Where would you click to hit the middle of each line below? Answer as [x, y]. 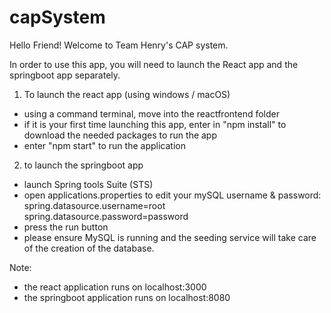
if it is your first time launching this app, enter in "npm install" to [155, 124]
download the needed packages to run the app [120, 135]
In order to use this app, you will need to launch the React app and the [154, 64]
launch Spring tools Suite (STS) [88, 184]
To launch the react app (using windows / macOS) [127, 94]
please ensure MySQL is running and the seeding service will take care [170, 237]
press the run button [66, 227]
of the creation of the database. [89, 248]
